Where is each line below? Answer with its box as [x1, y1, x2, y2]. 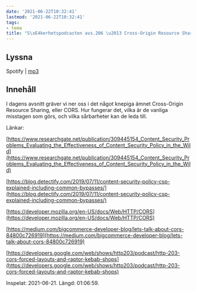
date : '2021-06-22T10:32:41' [6, 8, 77, 15]
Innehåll [6, 84, 36, 94]
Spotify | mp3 [6, 67, 39, 74]
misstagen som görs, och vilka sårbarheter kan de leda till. [6, 113, 148, 120]
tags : [6, 19, 19, 25]
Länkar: [6, 124, 25, 131]
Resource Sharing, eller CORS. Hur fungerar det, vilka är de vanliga [6, 106, 168, 113]
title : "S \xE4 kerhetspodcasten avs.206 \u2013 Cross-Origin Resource [6, 30, 180, 36]
